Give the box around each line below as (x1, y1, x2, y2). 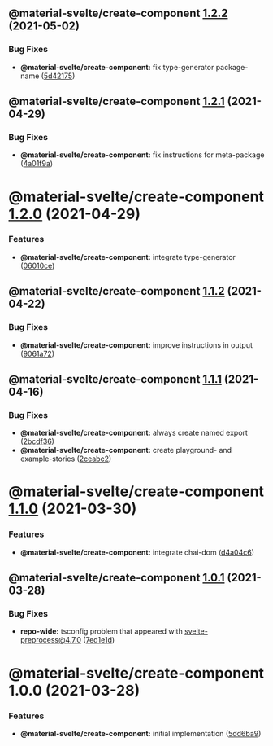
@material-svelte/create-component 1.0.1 (8, 571, 225, 585)
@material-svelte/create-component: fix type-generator (19, 62, 214, 72)
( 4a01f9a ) (19, 159, 54, 169)
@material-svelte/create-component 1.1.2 (8, 284, 225, 298)
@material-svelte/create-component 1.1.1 (8, 372, 222, 386)
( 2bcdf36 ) (19, 437, 55, 446)
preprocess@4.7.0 (19, 635, 82, 645)
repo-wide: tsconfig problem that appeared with (19, 626, 183, 636)
